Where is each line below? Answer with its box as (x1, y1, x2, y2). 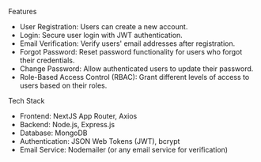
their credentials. (19, 55, 75, 65)
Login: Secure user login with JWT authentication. (19, 31, 183, 40)
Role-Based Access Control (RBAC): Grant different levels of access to (19, 73, 250, 81)
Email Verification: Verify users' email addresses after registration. (19, 39, 236, 48)
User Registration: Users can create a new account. (19, 22, 188, 31)
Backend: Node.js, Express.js (19, 120, 115, 129)
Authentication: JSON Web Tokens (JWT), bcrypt (19, 137, 180, 145)
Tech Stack (8, 96, 45, 105)
